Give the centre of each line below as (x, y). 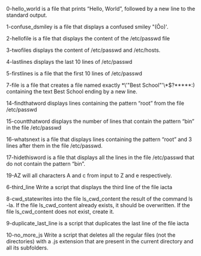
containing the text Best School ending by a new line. (72, 92)
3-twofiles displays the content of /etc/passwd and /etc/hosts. (83, 50)
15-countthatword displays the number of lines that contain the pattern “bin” (100, 121)
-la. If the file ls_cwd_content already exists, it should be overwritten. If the (98, 205)
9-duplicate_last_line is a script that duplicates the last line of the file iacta (97, 223)
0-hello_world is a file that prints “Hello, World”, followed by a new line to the (101, 9)
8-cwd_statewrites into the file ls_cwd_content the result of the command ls (100, 199)
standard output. (27, 15)
